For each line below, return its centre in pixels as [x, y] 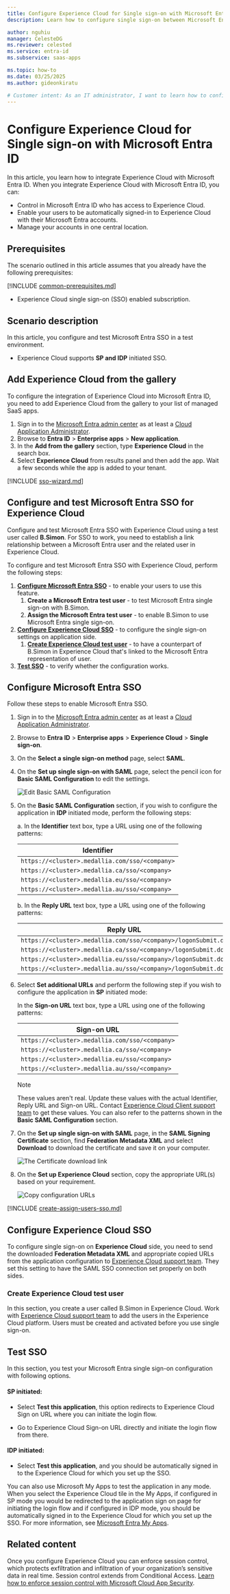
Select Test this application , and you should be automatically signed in [117, 1466]
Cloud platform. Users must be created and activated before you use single [113, 1323]
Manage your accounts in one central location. [82, 227]
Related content [42, 1544]
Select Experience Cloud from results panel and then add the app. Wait [118, 460]
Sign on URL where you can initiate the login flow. [87, 1414]
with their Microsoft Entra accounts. [67, 220]
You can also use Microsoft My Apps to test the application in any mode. [109, 1486]
